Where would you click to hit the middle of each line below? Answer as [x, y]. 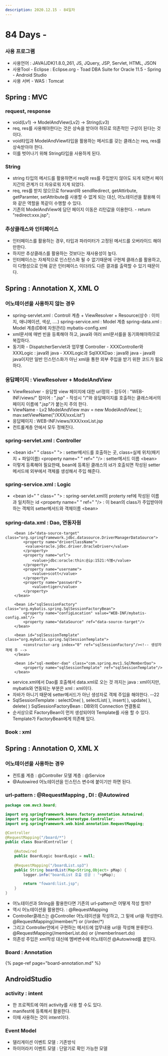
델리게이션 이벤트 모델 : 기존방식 [44, 1042]
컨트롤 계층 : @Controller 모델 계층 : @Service [59, 775]
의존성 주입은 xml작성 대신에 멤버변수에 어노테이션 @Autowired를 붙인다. [84, 939]
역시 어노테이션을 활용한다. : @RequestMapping [60, 910]
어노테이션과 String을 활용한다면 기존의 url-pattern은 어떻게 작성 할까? [82, 904]
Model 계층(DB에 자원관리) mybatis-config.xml [59, 328]
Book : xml [18, 732]
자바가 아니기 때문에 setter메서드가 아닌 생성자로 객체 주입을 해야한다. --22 [86, 694]
